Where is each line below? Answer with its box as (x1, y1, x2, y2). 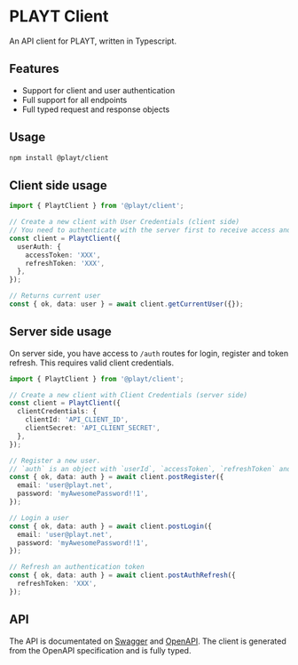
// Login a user (9, 513, 69, 522)
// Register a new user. (9, 456, 101, 465)
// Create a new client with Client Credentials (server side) (9, 390, 248, 399)
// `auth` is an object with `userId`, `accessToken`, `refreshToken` (9, 464, 276, 473)
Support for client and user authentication (21, 84, 176, 95)
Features (9, 61, 59, 76)
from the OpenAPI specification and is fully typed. (9, 645, 192, 655)
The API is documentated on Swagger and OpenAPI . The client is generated (9, 636, 286, 646)
